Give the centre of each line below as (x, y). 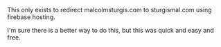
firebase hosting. (31, 17)
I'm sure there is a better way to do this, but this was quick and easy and (111, 30)
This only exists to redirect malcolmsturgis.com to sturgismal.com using (109, 10)
